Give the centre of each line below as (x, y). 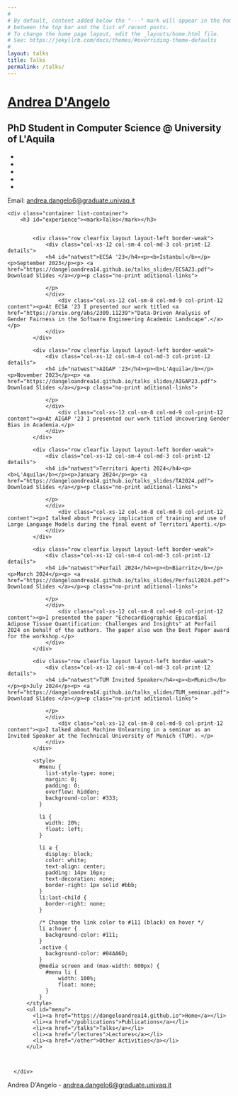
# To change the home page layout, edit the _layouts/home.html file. (114, 34)
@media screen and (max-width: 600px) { (99, 966)
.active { (53, 947)
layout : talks (28, 54)
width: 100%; (77, 978)
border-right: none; (75, 903)
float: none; (77, 984)
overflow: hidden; (72, 792)
